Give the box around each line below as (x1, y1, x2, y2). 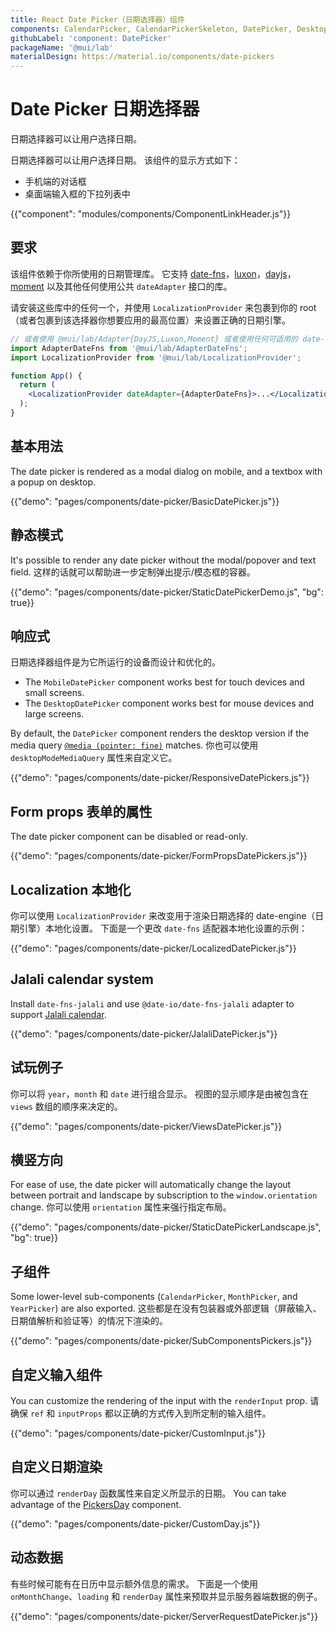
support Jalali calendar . (10, 1008, 107, 1020)
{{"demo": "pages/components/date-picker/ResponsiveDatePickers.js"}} (10, 772, 310, 784)
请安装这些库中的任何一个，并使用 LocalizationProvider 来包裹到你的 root (10, 301, 317, 313)
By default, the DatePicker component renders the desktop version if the (10, 727, 310, 740)
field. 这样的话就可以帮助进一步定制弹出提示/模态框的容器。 (10, 566, 256, 578)
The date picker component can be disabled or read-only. (10, 831, 248, 843)
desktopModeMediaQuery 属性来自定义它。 (10, 752, 178, 764)
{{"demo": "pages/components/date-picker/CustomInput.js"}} (10, 1427, 266, 1439)
